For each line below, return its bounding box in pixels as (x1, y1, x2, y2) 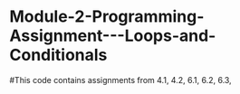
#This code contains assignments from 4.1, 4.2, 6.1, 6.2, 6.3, (9, 74, 233, 85)
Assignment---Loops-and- (9, 25, 216, 46)
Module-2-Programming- (9, 6, 205, 27)
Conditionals (9, 45, 108, 65)
